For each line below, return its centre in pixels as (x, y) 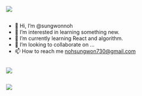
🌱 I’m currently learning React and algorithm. (69, 38)
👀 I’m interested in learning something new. (67, 32)
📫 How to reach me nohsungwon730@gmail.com (75, 51)
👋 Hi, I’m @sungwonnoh (44, 26)
